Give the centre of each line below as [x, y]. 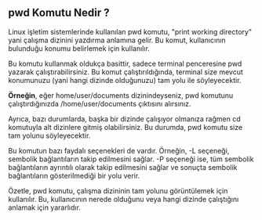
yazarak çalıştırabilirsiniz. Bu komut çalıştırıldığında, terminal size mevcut [126, 72]
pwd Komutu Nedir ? [59, 13]
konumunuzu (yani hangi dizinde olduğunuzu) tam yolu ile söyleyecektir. [125, 80]
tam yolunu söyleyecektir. [49, 135]
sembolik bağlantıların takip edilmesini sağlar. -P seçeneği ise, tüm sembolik [131, 159]
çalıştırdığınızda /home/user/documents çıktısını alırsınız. [100, 103]
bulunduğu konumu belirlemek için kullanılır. [79, 48]
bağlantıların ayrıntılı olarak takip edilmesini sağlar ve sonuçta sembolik [123, 167]
